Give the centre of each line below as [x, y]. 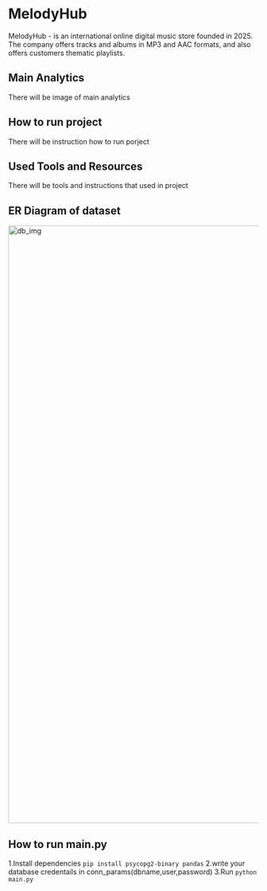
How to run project [55, 122]
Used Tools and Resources [75, 166]
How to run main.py [58, 844]
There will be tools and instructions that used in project [98, 186]
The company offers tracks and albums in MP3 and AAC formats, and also [130, 44]
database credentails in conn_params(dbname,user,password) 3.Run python [132, 872]
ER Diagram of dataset [65, 211]
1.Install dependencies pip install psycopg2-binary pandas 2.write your [127, 863]
